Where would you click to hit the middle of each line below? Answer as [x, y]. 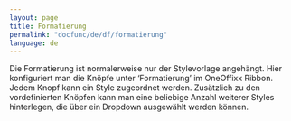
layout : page [34, 18]
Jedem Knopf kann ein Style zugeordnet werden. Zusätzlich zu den [135, 88]
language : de [34, 43]
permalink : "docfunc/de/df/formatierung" [89, 34]
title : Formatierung [48, 26]
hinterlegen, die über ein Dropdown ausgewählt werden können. [129, 107]
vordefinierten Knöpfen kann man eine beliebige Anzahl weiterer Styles [142, 98]
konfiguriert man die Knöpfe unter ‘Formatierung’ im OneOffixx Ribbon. [141, 79]
